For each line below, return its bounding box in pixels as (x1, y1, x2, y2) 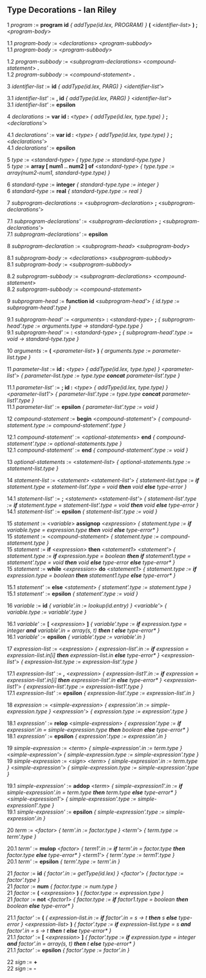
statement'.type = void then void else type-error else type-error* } (7, 559, 175, 566)
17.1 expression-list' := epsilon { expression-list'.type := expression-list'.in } (7, 689, 195, 696)
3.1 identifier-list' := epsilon (7, 101, 76, 108)
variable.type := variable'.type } (7, 608, 87, 616)
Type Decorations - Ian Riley (7, 5, 117, 15)
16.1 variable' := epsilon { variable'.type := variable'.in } (7, 633, 146, 641)
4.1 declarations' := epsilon (7, 144, 76, 152)
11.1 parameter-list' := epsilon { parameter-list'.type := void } (7, 403, 158, 410)
